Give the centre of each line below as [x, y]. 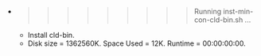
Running [208, 11]
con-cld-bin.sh [218, 20]
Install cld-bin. [51, 35]
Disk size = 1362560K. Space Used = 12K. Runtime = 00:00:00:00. [136, 43]
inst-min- [238, 11]
